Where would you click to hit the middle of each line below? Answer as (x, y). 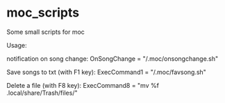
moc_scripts (43, 13)
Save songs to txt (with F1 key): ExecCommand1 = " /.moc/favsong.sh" (106, 72)
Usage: (17, 45)
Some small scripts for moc (45, 32)
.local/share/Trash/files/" (42, 93)
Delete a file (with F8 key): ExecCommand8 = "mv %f (83, 85)
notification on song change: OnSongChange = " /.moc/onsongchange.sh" (112, 58)
